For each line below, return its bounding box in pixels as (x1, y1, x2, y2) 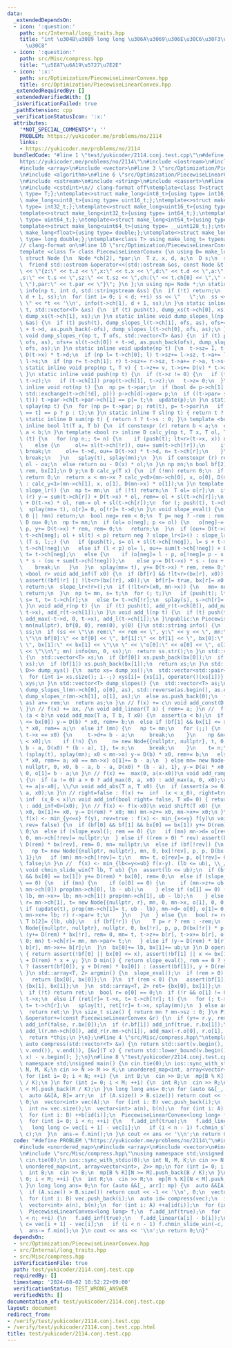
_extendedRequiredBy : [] (13, 87, 85, 94)
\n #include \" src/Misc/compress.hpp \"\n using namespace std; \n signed (19, 1150, 224, 1157)
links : (19, 139, 39, 146)
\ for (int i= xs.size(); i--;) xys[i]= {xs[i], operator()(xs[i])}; (19, 673, 227, 680)
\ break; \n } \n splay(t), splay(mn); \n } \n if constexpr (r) (19, 454, 217, 461)
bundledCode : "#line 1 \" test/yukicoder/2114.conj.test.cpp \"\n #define (13, 152, 224, 159)
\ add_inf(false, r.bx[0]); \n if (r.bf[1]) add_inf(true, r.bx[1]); (19, 1021, 224, 1029)
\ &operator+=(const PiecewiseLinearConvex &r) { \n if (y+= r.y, (19, 1015, 215, 1022)
